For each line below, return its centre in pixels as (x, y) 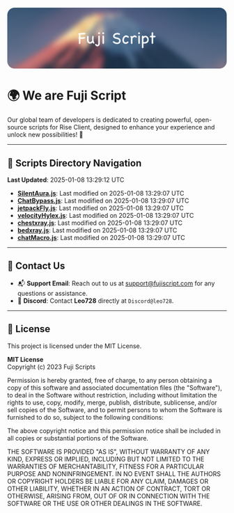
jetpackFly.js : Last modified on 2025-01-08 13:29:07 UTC (101, 208)
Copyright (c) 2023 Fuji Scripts (52, 367)
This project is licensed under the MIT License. (75, 346)
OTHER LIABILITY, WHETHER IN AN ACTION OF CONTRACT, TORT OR (109, 489)
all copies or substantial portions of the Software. (78, 438)
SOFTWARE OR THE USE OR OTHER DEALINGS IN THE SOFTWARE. (105, 503)
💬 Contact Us (36, 266)
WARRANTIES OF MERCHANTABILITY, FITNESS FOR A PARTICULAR (106, 466)
